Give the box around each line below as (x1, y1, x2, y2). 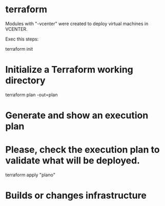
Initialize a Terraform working (5, 64, 133, 75)
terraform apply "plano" (5, 172, 55, 178)
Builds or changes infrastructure (5, 190, 147, 201)
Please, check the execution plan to (5, 144, 160, 156)
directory (5, 75, 46, 87)
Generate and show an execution (5, 110, 149, 121)
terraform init (5, 46, 33, 52)
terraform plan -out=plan (5, 91, 58, 98)
